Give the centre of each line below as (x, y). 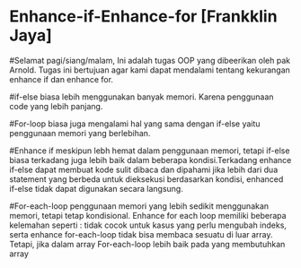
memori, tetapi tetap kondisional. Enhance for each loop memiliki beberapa (148, 215)
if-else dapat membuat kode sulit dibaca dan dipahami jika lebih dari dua (144, 169)
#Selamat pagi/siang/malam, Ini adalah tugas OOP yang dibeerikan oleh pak (150, 60)
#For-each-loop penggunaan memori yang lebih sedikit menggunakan (139, 206)
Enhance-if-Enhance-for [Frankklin (143, 17)
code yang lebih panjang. (56, 106)
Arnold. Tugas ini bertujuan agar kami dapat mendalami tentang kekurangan (150, 70)
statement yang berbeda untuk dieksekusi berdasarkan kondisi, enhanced (146, 179)
